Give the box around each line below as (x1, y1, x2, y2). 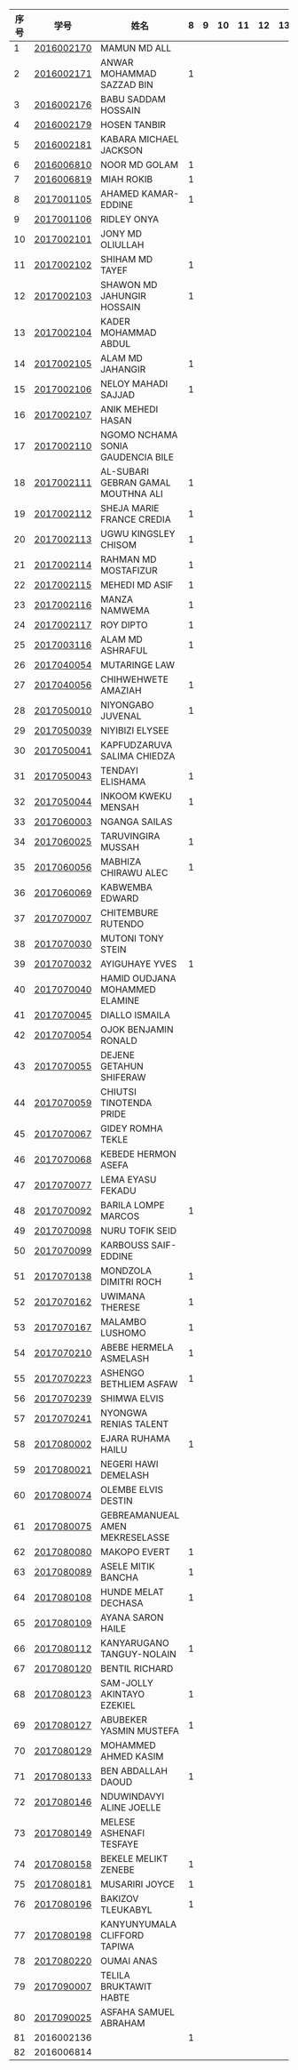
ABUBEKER (100, 1713, 148, 1726)
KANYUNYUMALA (100, 1918, 177, 1930)
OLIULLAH (100, 239, 145, 251)
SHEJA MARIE (100, 502, 160, 514)
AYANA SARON (100, 1611, 164, 1624)
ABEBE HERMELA (100, 1342, 174, 1353)
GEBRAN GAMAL (100, 477, 171, 488)
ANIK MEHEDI (100, 404, 159, 415)
